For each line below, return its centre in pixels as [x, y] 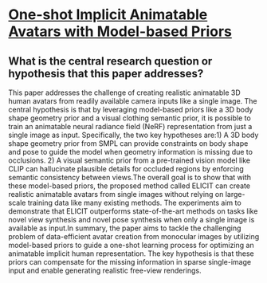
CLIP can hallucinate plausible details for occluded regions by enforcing [126, 169]
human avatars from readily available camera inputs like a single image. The [133, 101]
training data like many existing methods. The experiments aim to [134, 202]
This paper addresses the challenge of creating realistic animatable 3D [124, 92]
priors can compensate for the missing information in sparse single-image [130, 262]
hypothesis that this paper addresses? [106, 73]
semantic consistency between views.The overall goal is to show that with [130, 177]
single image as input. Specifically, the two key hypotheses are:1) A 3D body [133, 135]
